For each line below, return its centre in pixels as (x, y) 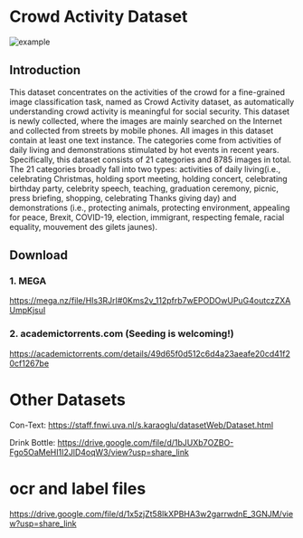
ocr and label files (78, 489)
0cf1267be (29, 363)
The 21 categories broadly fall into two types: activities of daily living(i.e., (145, 168)
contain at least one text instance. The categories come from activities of (146, 140)
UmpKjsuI (28, 311)
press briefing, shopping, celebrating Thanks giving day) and (123, 197)
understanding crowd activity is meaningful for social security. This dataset (150, 111)
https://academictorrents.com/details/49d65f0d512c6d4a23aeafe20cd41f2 (150, 353)
